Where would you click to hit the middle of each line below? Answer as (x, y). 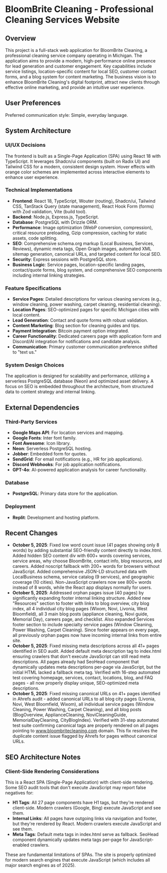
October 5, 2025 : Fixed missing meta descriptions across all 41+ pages (86, 646)
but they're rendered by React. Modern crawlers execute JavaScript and (86, 824)
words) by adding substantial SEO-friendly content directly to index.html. (87, 550)
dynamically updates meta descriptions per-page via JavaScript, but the (86, 667)
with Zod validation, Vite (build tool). (50, 211)
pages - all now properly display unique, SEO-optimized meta (76, 683)
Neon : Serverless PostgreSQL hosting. (52, 448)
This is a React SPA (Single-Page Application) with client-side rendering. (80, 782)
